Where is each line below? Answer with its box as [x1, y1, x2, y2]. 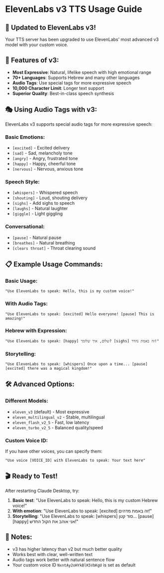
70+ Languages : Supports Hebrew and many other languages [12, 75, 140, 81]
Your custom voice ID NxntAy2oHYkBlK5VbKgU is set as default [12, 562, 136, 568]
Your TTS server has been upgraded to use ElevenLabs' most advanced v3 [5, 36, 159, 42]
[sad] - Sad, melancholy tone [12, 150, 73, 156]
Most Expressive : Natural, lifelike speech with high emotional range [12, 69, 152, 75]
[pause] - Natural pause [12, 235, 62, 241]
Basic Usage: [5, 277, 38, 284]
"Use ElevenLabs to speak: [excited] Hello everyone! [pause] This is [5, 312, 155, 317]
